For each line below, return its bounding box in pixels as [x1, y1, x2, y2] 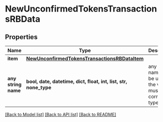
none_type [26, 84, 52, 91]
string [7, 81, 22, 88]
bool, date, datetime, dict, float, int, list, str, [26, 78, 128, 85]
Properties [5, 33, 38, 41]
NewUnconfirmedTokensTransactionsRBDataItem [26, 55, 144, 62]
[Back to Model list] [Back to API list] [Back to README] [5, 112, 116, 117]
